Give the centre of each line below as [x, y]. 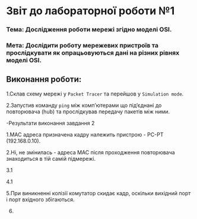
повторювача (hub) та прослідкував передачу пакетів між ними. [88, 112]
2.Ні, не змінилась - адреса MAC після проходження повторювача [90, 152]
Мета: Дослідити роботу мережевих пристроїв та [82, 46]
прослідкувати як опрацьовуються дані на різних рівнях [93, 53]
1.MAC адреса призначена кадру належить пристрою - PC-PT [85, 134]
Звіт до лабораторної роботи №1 [90, 11]
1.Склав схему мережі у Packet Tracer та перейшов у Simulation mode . [95, 94]
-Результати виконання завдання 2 [50, 123]
